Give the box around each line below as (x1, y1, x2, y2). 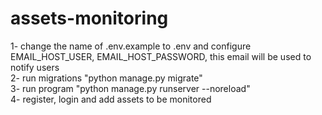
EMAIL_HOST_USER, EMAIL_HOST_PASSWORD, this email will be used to (10, 50, 312, 62)
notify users (10, 61, 60, 73)
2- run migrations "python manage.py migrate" (10, 72, 203, 84)
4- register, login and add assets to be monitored (10, 93, 212, 105)
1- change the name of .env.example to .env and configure (10, 40, 252, 52)
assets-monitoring (10, 7, 169, 30)
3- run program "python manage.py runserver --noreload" (10, 82, 251, 94)
